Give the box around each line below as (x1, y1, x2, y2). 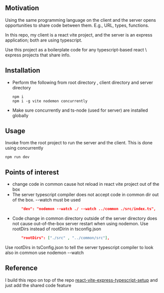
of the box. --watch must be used (12, 197, 81, 203)
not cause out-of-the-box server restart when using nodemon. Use (12, 221, 149, 227)
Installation (5, 66, 40, 75)
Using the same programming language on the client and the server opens (5, 17, 156, 23)
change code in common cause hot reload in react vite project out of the (12, 181, 160, 187)
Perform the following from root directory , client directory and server (12, 79, 154, 85)
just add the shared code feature (5, 282, 71, 288)
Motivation (5, 4, 39, 12)
